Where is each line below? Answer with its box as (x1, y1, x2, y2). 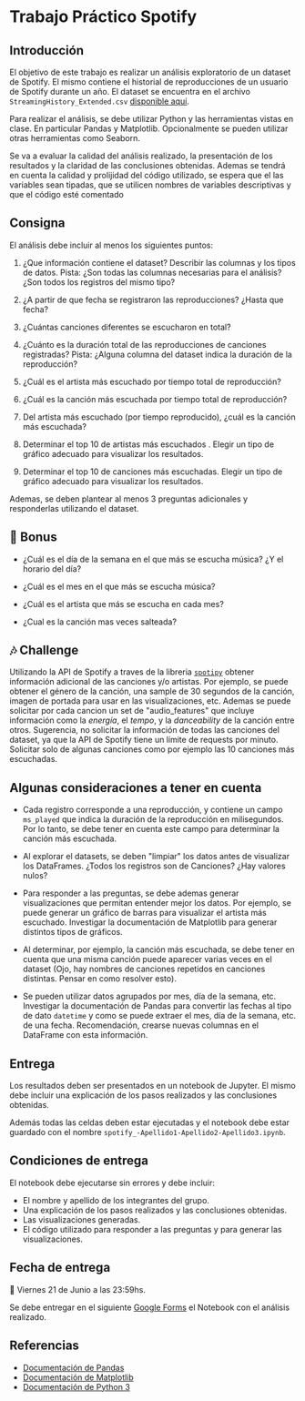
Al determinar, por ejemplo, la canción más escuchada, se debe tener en (22, 944, 296, 955)
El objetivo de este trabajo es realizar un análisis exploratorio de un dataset (9, 66, 291, 77)
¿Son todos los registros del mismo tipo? (22, 276, 176, 288)
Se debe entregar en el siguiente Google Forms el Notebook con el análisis (9, 1302, 290, 1313)
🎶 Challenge (9, 643, 79, 658)
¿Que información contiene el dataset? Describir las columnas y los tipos (22, 257, 296, 268)
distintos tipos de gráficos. (22, 927, 123, 938)
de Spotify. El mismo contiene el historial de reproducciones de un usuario (9, 76, 289, 87)
